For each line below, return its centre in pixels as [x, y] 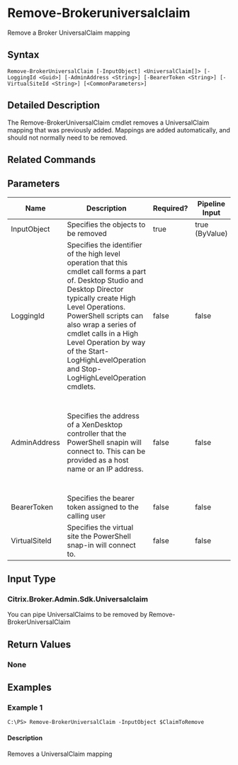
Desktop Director [95, 289]
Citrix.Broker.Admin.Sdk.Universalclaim [78, 599]
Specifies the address [103, 416]
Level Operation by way [106, 342]
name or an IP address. [105, 469]
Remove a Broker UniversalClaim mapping [69, 33]
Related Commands [52, 160]
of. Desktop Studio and [105, 280]
